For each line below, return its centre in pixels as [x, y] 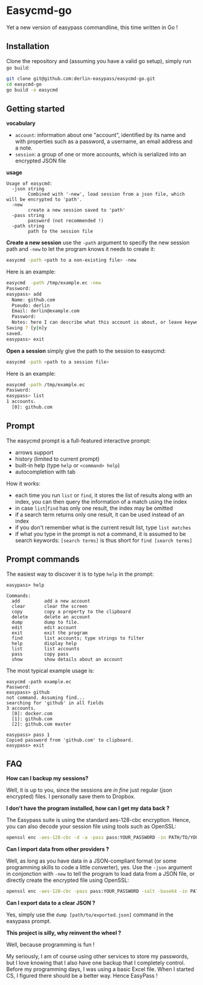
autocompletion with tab [45, 472]
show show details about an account [67, 659]
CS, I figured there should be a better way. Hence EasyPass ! [82, 976]
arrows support [34, 452]
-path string [28, 226]
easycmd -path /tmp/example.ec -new [54, 283]
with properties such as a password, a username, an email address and [104, 142]
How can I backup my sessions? [47, 778]
